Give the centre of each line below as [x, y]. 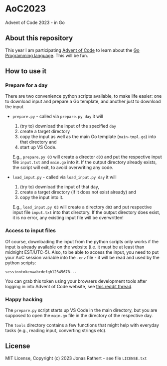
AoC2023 [26, 9]
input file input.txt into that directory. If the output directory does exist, [86, 212]
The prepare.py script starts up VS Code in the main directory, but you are [81, 310]
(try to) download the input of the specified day [68, 126]
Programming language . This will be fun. [47, 55]
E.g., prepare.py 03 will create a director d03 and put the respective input [87, 157]
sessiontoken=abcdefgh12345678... [41, 272]
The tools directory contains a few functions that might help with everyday [82, 325]
